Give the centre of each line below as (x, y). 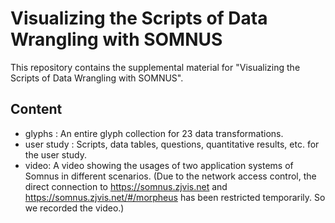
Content (36, 109)
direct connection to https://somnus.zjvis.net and (126, 186)
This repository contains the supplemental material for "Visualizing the (155, 67)
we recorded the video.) (74, 208)
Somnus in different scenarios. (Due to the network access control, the (170, 176)
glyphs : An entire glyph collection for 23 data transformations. (154, 133)
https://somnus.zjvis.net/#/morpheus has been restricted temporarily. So (175, 197)
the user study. (55, 154)
